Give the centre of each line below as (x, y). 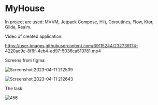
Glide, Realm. (18, 27)
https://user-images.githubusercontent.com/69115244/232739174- (72, 45)
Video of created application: (34, 36)
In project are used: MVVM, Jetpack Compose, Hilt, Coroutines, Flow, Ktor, (79, 22)
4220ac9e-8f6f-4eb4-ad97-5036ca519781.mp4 (53, 51)
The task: (14, 88)
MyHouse (25, 8)
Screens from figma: (25, 60)
